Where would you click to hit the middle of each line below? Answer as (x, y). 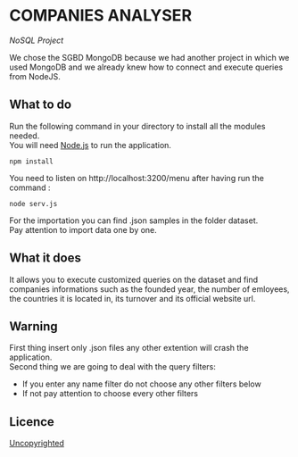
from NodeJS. (35, 76)
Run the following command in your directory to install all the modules (137, 126)
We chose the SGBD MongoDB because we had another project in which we (149, 57)
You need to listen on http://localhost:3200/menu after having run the (137, 178)
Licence (32, 422)
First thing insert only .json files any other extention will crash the (129, 348)
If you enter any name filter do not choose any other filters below (141, 384)
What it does (46, 258)
